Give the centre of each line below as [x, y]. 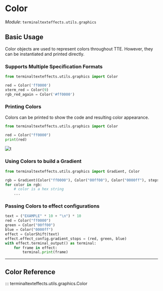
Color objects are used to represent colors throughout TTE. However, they [79, 48]
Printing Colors [23, 107]
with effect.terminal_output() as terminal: [51, 243]
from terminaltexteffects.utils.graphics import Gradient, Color [72, 171]
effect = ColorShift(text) [32, 234]
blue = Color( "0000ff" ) [29, 230]
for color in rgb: [24, 185]
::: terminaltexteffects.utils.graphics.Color [46, 284]
